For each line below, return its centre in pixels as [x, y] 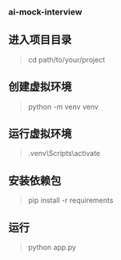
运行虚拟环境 [40, 133]
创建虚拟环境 [40, 87]
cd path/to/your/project [67, 59]
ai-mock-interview [45, 12]
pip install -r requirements [71, 200]
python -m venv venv [63, 106]
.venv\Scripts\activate [64, 154]
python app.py [52, 247]
